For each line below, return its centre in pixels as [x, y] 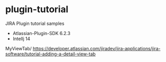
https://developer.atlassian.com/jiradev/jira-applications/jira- [97, 48]
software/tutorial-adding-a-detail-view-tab [50, 54]
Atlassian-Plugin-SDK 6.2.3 [42, 33]
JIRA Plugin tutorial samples [35, 23]
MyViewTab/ [18, 48]
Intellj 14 [22, 39]
